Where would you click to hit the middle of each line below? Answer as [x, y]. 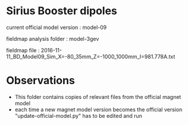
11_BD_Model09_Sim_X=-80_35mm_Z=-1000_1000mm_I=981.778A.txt [91, 56]
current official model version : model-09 [57, 27]
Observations [41, 81]
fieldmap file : [23, 50]
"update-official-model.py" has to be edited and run [79, 116]
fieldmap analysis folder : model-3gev [53, 39]
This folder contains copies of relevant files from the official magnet [98, 97]
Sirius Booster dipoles [62, 11]
